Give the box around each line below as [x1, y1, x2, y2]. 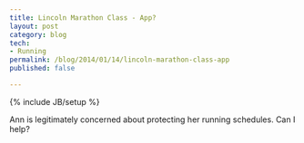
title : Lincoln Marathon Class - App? [9, 13, 157, 23]
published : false [9, 64, 76, 73]
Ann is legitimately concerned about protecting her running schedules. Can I [9, 114, 296, 125]
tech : [9, 38, 30, 48]
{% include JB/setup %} [9, 96, 100, 107]
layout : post [9, 22, 59, 31]
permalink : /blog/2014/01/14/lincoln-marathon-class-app [9, 55, 230, 64]
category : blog [9, 30, 67, 39]
